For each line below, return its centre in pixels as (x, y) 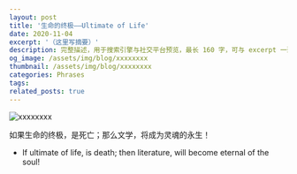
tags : (19, 83)
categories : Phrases (47, 75)
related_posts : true (47, 91)
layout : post (33, 17)
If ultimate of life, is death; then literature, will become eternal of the (145, 152)
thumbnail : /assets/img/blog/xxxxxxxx (80, 67)
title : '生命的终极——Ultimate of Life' (79, 26)
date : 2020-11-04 (41, 34)
